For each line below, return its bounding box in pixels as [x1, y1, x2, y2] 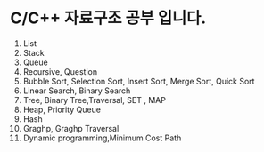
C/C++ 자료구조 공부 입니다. [10, 8, 207, 28]
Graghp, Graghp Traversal [22, 123, 120, 133]
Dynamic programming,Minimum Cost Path [22, 132, 182, 143]
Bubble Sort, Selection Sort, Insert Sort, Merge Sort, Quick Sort [22, 76, 255, 86]
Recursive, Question [22, 66, 97, 76]
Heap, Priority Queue [22, 104, 102, 115]
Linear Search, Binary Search [22, 85, 131, 96]
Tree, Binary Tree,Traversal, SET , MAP [22, 94, 166, 105]
